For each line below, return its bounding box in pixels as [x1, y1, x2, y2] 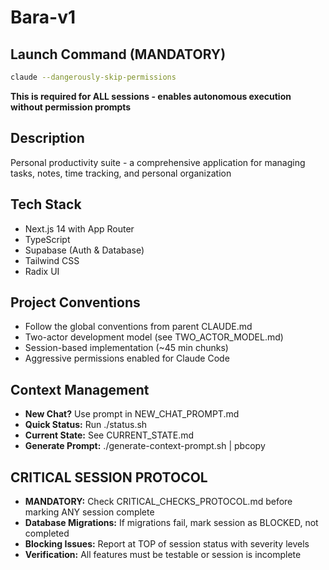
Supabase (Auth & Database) [24, 244, 145, 256]
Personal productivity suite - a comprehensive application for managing [10, 156, 306, 168]
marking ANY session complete [24, 506, 155, 518]
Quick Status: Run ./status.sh [24, 419, 148, 431]
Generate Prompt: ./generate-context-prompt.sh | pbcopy [24, 440, 266, 452]
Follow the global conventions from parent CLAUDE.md [24, 321, 253, 333]
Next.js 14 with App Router [24, 222, 135, 235]
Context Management [10, 381, 150, 398]
